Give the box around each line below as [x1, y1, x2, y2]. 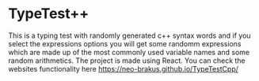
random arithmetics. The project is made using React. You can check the [8, 56, 246, 65]
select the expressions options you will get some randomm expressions [8, 39, 242, 48]
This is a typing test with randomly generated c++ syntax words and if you [8, 31, 251, 40]
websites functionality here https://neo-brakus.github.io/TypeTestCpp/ [8, 64, 239, 73]
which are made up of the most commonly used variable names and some [8, 47, 250, 57]
